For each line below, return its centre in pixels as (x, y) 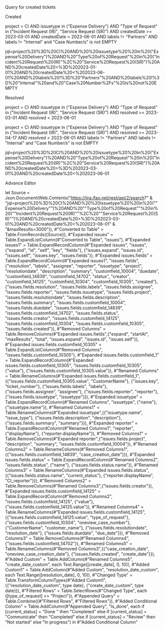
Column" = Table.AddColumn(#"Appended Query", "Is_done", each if (75, 606)
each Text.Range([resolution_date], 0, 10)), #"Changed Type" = (69, 575)
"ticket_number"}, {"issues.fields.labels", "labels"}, (56, 386)
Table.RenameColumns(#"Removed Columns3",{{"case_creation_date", (77, 549)
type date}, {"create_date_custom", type (103, 585)
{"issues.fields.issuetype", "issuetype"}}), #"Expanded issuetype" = (74, 397)
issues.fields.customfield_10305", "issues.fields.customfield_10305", (74, 365)
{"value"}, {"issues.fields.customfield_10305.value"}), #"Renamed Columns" (82, 371)
